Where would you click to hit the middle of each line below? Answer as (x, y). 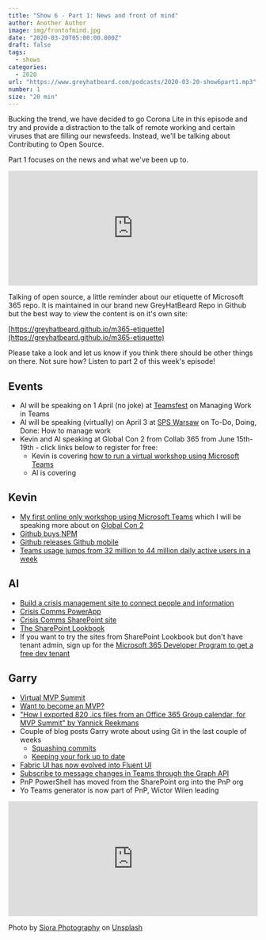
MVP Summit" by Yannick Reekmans (79, 723)
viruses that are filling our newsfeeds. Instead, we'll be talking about (120, 136)
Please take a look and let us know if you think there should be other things (131, 353)
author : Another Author (47, 23)
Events (26, 386)
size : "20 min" (33, 97)
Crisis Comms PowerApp (60, 611)
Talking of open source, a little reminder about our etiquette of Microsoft (126, 297)
